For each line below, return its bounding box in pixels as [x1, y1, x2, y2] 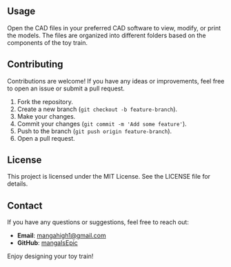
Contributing [7, 59, 63, 70]
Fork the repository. [17, 97, 74, 106]
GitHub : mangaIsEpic [17, 239, 78, 247]
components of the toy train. [7, 38, 88, 47]
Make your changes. [17, 112, 76, 120]
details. [7, 179, 28, 188]
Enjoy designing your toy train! [7, 252, 94, 261]
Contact [7, 199, 43, 211]
